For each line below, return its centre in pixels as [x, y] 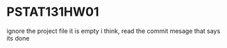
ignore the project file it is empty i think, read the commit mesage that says [113, 31]
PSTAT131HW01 [53, 12]
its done [18, 38]
